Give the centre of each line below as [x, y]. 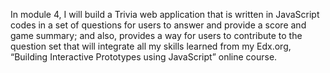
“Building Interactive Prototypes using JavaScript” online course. [144, 57]
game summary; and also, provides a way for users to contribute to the [156, 35]
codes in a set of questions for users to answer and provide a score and [158, 25]
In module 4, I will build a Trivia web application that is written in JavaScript [165, 14]
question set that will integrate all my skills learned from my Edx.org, [151, 46]
